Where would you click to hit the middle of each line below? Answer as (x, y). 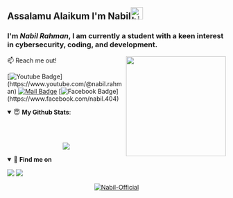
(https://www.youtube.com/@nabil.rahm (65, 83)
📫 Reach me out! (32, 60)
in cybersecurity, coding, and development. (83, 44)
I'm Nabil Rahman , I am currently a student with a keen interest (115, 36)
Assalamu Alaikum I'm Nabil (69, 16)
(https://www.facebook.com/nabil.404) (63, 99)
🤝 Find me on (33, 159)
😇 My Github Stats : (42, 112)
